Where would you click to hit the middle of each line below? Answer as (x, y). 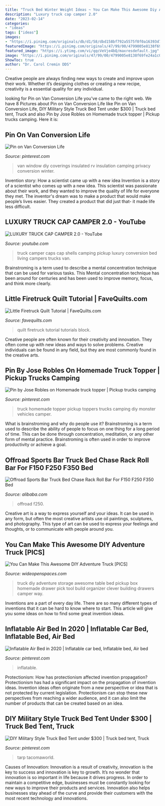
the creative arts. (22, 355)
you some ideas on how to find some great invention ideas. (65, 613)
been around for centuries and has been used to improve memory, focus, (79, 278)
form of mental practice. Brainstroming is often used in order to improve (78, 439)
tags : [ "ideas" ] (22, 32)
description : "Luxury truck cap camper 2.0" (51, 14)
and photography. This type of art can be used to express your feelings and (82, 524)
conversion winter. (36, 171)
